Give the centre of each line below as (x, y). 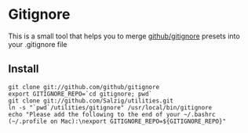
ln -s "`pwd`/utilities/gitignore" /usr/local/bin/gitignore (110, 107)
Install (24, 69)
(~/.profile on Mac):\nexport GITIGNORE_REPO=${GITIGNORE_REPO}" (117, 121)
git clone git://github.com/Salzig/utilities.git (91, 101)
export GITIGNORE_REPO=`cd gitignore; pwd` (80, 94)
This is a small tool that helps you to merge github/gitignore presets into (124, 36)
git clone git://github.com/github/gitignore (84, 87)
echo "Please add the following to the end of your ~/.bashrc (112, 114)
